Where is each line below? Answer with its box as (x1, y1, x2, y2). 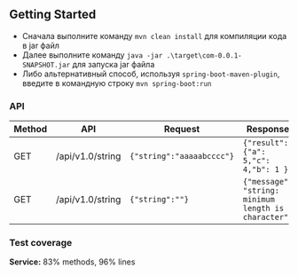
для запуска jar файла (72, 59, 155, 69)
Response (246, 123, 290, 136)
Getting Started (9, 7, 97, 22)
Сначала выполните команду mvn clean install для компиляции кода (21, 30, 287, 41)
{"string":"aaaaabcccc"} (129, 151, 235, 162)
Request (163, 123, 200, 136)
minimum (242, 194, 275, 205)
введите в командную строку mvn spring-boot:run (21, 77, 212, 88)
